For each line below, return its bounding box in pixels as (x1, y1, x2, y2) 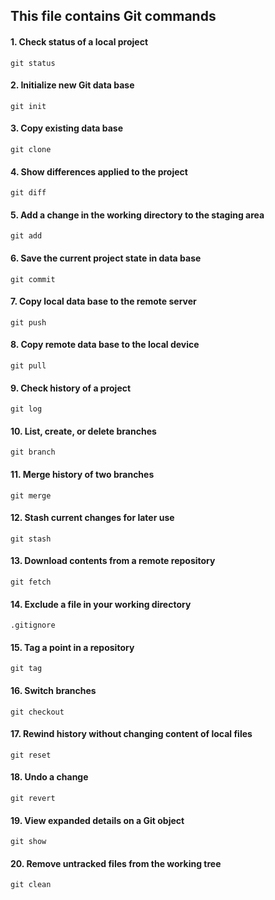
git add (10, 231, 43, 241)
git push (10, 317, 47, 328)
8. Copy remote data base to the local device (10, 339, 200, 351)
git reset (10, 750, 52, 760)
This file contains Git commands (10, 8, 217, 25)
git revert (10, 794, 56, 804)
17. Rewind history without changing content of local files (10, 728, 253, 740)
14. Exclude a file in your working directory (10, 598, 192, 610)
